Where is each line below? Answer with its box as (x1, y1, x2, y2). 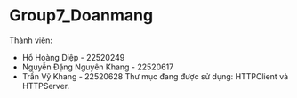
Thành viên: (9, 35, 53, 45)
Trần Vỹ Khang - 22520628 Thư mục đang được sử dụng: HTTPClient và (21, 70, 289, 81)
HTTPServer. (21, 80, 70, 91)
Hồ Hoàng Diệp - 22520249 (21, 52, 125, 62)
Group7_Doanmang (9, 5, 154, 26)
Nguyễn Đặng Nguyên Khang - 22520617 (21, 61, 174, 72)
